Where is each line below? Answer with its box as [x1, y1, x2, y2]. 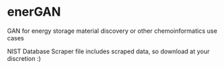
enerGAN [7, 4, 61, 20]
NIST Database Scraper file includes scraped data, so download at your [7, 47, 210, 55]
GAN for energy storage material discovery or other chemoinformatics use [7, 27, 218, 35]
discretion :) [7, 54, 41, 62]
